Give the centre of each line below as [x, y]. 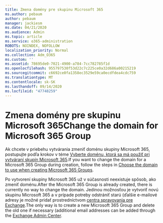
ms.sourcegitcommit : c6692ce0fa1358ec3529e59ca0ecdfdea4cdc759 [71, 73]
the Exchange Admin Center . [34, 216]
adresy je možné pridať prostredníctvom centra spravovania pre [69, 200]
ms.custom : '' [19, 59]
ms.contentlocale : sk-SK [30, 82]
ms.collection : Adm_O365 [30, 55]
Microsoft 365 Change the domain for [81, 125]
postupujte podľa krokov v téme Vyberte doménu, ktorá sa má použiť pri [77, 154]
